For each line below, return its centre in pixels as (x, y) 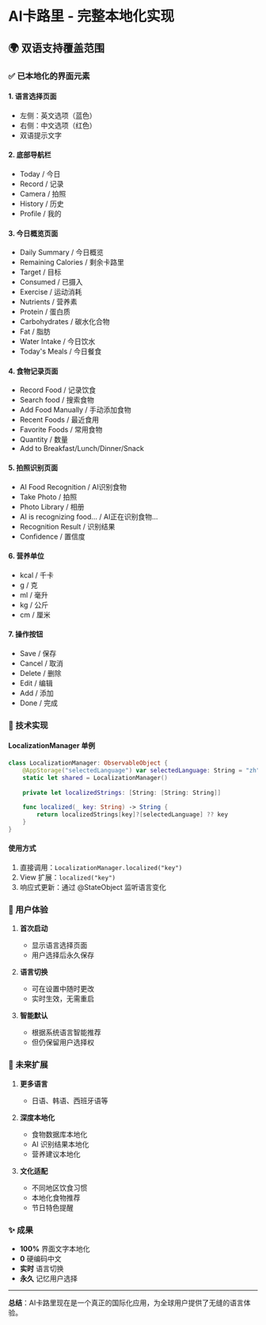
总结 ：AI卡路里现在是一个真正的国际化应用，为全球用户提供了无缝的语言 (126, 1302)
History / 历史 (42, 204)
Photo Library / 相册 (52, 506)
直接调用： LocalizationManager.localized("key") (101, 867)
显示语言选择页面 (59, 945)
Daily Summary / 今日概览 (62, 252)
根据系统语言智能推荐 (66, 1033)
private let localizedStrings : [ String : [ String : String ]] (122, 792)
